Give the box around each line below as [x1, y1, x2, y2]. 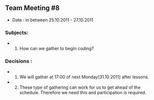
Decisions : [5, 58, 32, 65]
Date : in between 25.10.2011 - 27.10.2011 [12, 17, 94, 23]
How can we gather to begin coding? [19, 46, 94, 51]
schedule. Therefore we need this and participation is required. [19, 90, 147, 96]
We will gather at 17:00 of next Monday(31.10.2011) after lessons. [19, 74, 149, 80]
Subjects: [5, 29, 28, 36]
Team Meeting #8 [5, 4, 60, 12]
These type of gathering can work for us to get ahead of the [19, 84, 141, 90]
